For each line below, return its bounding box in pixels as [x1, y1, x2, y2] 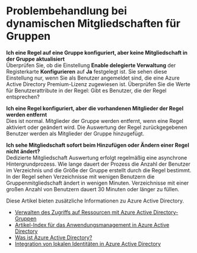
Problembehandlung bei [6, 4, 128, 18]
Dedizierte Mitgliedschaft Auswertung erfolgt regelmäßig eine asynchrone [6, 154, 188, 161]
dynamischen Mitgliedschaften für [6, 17, 181, 30]
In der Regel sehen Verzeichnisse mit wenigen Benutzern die [6, 173, 155, 180]
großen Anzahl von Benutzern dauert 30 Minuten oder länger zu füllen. [6, 185, 180, 192]
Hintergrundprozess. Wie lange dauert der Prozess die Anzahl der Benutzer [6, 160, 191, 167]
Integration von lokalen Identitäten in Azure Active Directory [14, 240, 161, 247]
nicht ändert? [6, 147, 40, 155]
